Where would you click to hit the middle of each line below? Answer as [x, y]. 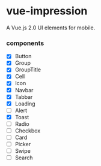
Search [24, 158]
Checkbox [28, 131]
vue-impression [47, 11]
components [25, 43]
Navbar [24, 90]
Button [23, 56]
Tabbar [24, 96]
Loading [25, 104]
